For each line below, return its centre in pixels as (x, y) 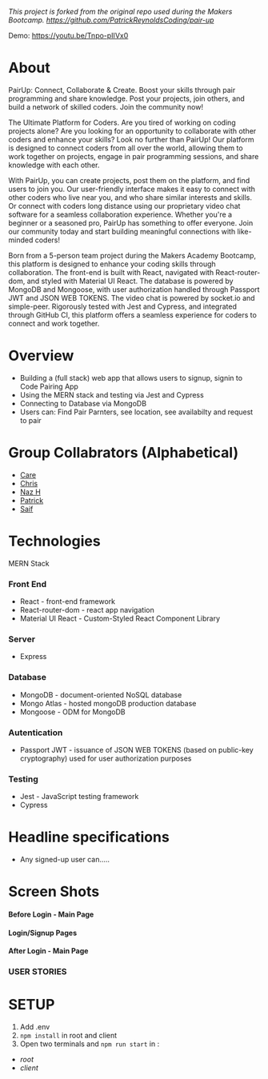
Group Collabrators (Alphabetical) (123, 453)
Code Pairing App (49, 386)
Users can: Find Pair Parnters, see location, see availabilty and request (136, 412)
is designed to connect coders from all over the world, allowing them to (126, 148)
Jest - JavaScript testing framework (79, 797)
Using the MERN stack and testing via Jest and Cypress (112, 394)
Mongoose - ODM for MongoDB (72, 712)
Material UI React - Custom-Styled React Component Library (120, 618)
